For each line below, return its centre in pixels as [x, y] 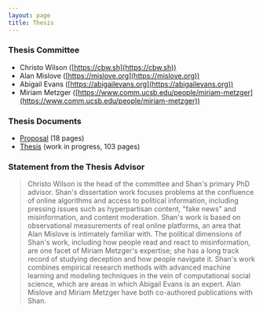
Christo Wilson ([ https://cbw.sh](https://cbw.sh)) [98, 67]
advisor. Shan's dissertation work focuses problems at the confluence [141, 193]
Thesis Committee [44, 50]
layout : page [29, 15]
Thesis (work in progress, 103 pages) [80, 147]
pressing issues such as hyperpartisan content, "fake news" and [132, 209]
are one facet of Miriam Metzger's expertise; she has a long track [133, 251]
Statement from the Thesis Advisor [77, 167]
